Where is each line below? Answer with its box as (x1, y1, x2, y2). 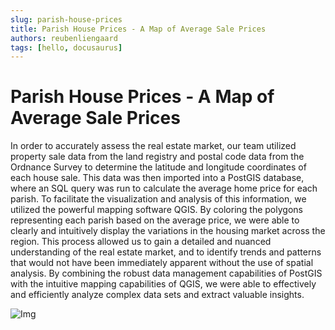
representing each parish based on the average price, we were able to (10, 214, 300, 226)
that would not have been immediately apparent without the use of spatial (10, 257, 314, 269)
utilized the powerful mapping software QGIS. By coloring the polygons (10, 204, 303, 216)
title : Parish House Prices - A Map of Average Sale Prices (10, 24, 267, 34)
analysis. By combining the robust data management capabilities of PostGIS (10, 267, 323, 280)
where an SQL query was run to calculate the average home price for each (10, 182, 318, 195)
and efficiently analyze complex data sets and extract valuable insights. (10, 289, 305, 301)
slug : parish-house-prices (10, 14, 123, 25)
